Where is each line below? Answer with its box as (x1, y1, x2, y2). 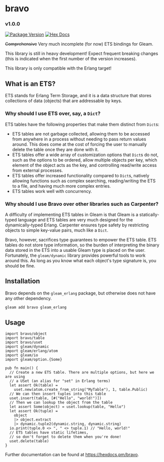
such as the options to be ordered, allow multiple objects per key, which (12, 157, 158, 163)
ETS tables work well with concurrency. (12, 188, 92, 194)
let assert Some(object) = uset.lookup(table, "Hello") (9, 405, 126, 409)
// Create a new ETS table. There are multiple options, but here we (9, 370, 154, 375)
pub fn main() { (5, 366, 38, 371)
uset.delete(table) (9, 439, 49, 444)
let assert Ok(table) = (9, 383, 58, 388)
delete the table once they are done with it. (12, 146, 99, 152)
